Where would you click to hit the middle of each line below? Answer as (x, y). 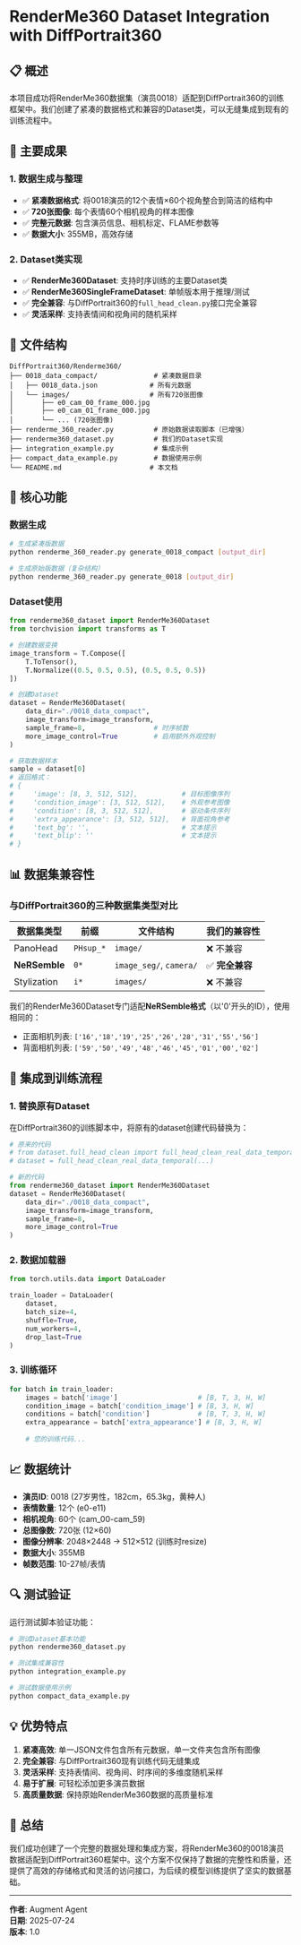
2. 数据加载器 (38, 1261)
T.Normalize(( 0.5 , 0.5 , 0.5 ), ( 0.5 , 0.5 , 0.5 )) (116, 670)
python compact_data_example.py (69, 1696)
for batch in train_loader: (62, 1389)
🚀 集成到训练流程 (56, 1078)
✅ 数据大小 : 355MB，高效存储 (77, 234)
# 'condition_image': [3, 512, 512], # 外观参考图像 (120, 802)
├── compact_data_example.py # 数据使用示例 (106, 458)
